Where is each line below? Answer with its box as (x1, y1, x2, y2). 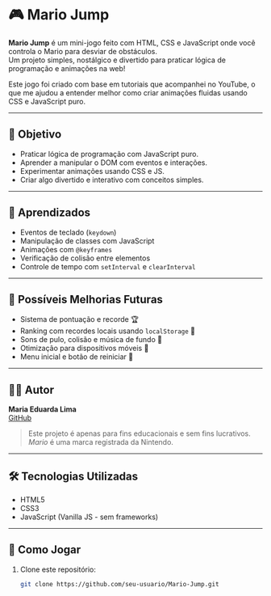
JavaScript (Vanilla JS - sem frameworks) (19, 512, 159, 522)
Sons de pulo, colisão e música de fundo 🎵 (19, 335, 163, 344)
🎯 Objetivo (8, 128, 62, 142)
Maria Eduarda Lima (8, 404, 77, 414)
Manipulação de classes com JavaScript (19, 235, 155, 246)
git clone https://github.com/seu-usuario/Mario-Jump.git (19, 580, 219, 588)
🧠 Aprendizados (8, 206, 91, 220)
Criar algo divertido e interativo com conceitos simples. (19, 175, 204, 184)
